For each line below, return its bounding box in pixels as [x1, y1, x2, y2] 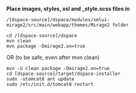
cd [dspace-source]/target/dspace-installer [6, 71, 121, 77]
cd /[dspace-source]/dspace [6, 33, 78, 39]
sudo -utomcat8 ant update [6, 76, 75, 82]
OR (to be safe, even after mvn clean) [6, 54, 100, 61]
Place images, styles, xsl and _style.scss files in [6, 5, 131, 12]
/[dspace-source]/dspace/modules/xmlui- [6, 17, 110, 23]
